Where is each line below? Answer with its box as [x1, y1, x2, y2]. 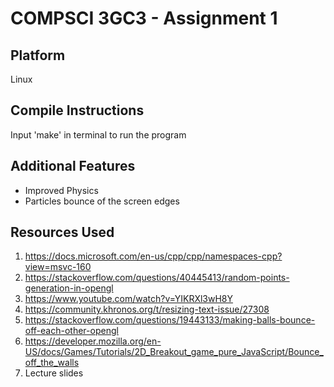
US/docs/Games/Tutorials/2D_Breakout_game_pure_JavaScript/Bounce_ [24, 346, 324, 358]
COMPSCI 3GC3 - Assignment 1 [10, 7, 278, 30]
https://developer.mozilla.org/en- [24, 335, 162, 347]
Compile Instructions [10, 102, 145, 119]
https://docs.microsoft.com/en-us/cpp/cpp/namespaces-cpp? [24, 250, 283, 262]
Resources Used [10, 224, 115, 241]
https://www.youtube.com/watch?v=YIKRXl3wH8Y [24, 293, 234, 305]
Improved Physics [24, 184, 99, 196]
